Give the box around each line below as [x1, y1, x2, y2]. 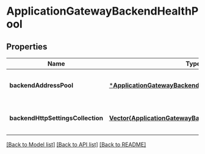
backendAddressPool [9, 81, 73, 89]
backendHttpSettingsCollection [9, 114, 104, 122]
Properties [6, 41, 48, 52]
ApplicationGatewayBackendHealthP [6, 4, 199, 18]
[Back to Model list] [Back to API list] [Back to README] [6, 141, 146, 148]
